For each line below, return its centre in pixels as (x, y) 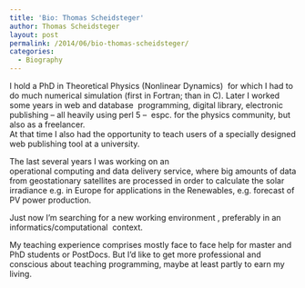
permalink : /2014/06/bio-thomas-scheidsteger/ (99, 43)
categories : (32, 52)
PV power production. (51, 200)
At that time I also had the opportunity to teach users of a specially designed (152, 134)
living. (20, 274)
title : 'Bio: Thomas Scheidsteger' (77, 18)
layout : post (34, 35)
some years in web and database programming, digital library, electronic (147, 105)
